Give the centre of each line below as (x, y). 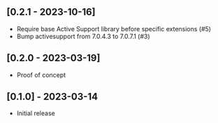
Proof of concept (41, 75)
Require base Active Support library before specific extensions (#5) (114, 28)
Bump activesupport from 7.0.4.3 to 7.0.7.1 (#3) (83, 36)
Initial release (36, 113)
